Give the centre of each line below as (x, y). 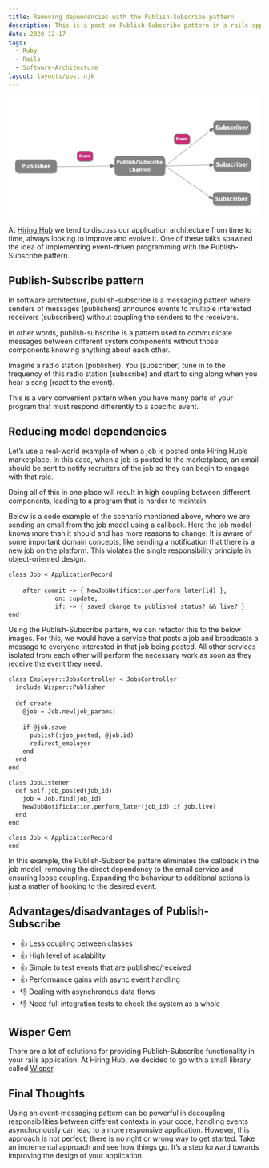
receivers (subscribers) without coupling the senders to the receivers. (123, 317)
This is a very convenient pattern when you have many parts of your (121, 398)
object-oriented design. (47, 558)
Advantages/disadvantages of (86, 911)
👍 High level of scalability (63, 955)
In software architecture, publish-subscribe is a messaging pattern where (129, 300)
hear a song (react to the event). (62, 382)
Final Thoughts (47, 1094)
